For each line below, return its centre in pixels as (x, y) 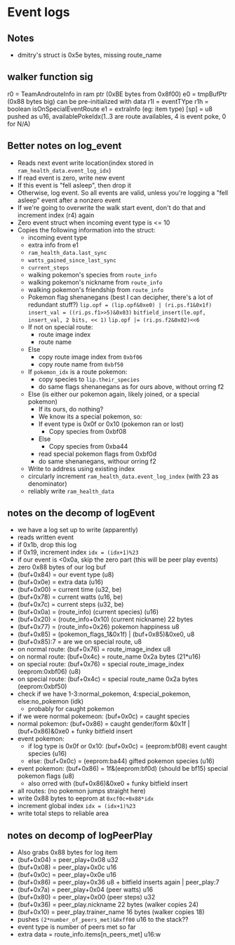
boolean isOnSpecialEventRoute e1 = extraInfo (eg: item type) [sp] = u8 (110, 109)
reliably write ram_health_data (71, 491)
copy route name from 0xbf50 (81, 364)
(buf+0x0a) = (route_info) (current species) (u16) (88, 612)
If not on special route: (60, 326)
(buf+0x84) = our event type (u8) (66, 575)
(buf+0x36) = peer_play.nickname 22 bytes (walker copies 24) (108, 905)
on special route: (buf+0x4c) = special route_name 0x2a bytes (108, 679)
